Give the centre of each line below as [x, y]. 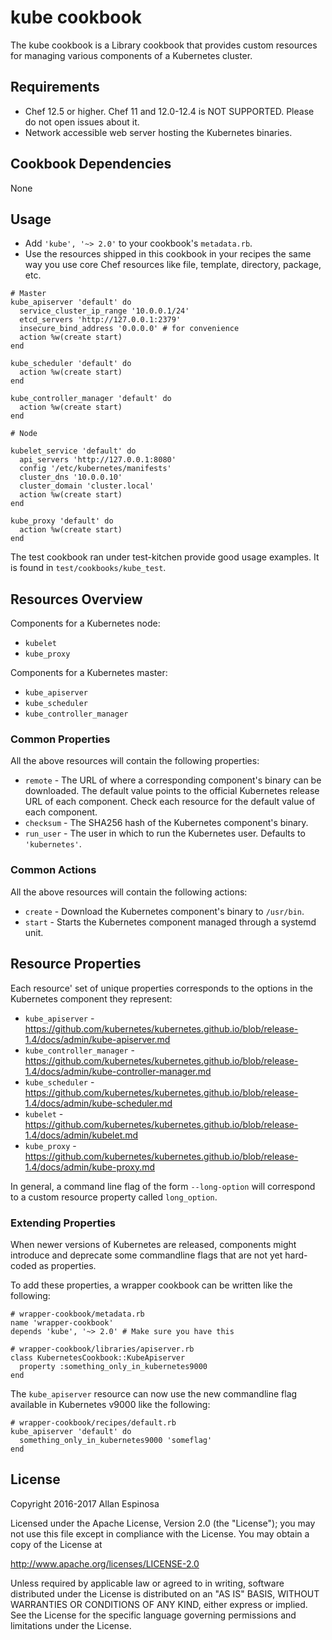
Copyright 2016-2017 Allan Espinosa [85, 1503]
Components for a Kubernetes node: [85, 623]
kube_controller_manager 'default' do [91, 399]
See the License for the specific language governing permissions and [153, 1615]
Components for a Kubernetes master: [89, 673]
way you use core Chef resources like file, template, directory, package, [173, 265]
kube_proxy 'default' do [62, 521]
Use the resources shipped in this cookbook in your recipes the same [168, 254]
